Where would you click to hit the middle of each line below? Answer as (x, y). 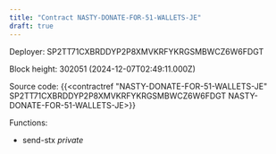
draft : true (31, 26)
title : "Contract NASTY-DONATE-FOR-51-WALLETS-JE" (105, 17)
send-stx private (53, 140)
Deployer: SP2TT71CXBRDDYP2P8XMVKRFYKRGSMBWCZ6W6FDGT (137, 51)
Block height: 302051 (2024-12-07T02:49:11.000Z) (103, 69)
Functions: (29, 123)
